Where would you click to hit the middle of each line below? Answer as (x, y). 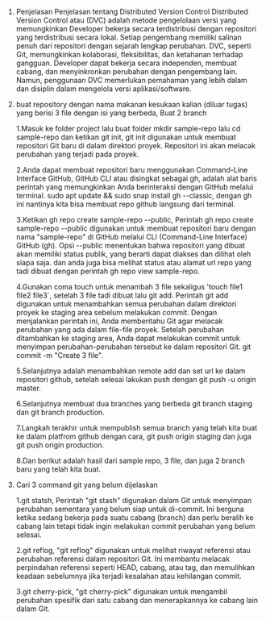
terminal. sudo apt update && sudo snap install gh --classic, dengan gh (134, 196)
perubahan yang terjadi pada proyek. (77, 154)
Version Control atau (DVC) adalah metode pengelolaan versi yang (126, 20)
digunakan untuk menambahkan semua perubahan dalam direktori (126, 304)
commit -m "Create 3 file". (59, 355)
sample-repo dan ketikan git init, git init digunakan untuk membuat (126, 137)
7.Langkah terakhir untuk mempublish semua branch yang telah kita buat (137, 428)
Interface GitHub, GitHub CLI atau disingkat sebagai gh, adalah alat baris (137, 178)
